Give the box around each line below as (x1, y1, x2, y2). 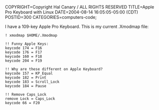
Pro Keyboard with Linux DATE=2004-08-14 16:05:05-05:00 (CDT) (5, 9, 138, 15)
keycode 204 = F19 (5, 58, 42, 63)
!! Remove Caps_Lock (5, 92, 47, 97)
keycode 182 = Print (5, 75, 47, 80)
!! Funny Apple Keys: (5, 41, 49, 46)
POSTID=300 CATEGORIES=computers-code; (5, 14, 97, 20)
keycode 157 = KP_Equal (5, 71, 53, 76)
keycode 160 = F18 (5, 54, 42, 59)
